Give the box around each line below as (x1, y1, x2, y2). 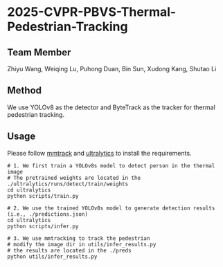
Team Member (7, 46, 71, 58)
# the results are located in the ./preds (7, 247, 132, 254)
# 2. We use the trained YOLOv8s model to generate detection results (7, 205, 215, 212)
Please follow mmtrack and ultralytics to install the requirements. (7, 149, 192, 157)
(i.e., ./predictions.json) (7, 210, 89, 218)
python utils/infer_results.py (7, 253, 98, 260)
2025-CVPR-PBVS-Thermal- (7, 4, 177, 20)
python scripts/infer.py (7, 223, 79, 230)
